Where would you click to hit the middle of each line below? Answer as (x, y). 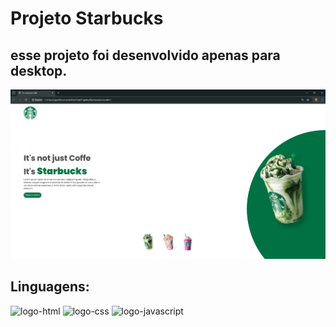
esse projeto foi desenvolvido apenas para (145, 55)
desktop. (39, 70)
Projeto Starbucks (87, 18)
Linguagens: (50, 287)
